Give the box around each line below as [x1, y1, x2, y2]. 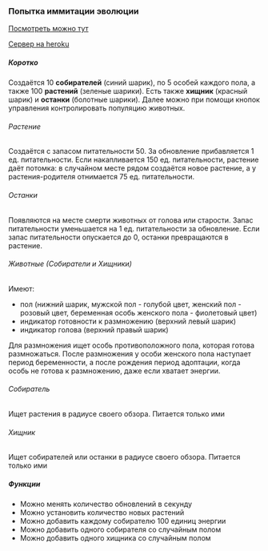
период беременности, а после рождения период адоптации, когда [8, 357, 241, 367]
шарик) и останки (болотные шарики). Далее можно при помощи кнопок [8, 95, 260, 105]
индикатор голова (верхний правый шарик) [19, 324, 170, 334]
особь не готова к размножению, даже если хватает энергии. [8, 366, 221, 376]
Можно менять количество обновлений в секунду [19, 499, 193, 509]
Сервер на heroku [8, 39, 70, 49]
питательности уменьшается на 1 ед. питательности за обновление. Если [8, 223, 260, 233]
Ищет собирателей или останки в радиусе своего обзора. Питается [8, 452, 241, 462]
